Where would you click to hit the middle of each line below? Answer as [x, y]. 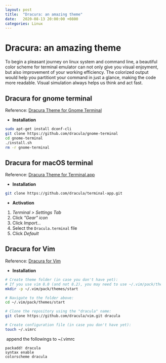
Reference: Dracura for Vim [33, 261]
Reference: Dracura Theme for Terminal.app [50, 175]
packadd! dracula [23, 348]
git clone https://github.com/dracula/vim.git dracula [63, 316]
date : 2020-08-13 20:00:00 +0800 [42, 19]
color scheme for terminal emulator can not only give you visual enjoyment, [82, 67]
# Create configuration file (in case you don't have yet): [68, 325]
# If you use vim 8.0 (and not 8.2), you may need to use [66, 284]
